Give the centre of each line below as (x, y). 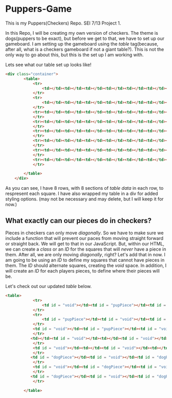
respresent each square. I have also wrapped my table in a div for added (82, 194)
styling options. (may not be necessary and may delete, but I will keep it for (84, 199)
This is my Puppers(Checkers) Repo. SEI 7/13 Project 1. (63, 23)
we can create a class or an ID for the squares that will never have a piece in (86, 249)
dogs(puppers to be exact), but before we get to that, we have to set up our (85, 38)
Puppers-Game (39, 9)
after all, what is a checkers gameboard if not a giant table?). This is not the (85, 49)
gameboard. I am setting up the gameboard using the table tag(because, (82, 43)
